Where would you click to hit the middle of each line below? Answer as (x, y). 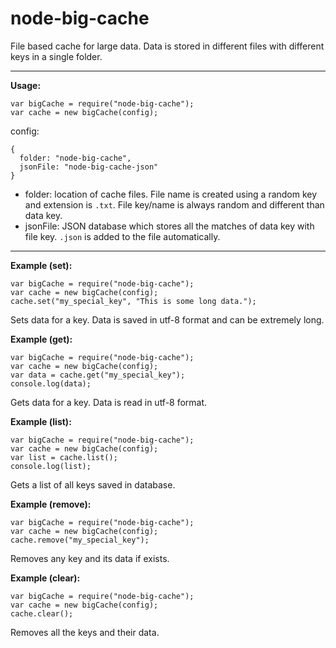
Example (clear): (45, 578)
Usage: (26, 85)
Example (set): (41, 265)
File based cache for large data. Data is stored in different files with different (167, 46)
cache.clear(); (42, 613)
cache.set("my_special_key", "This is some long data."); (133, 301)
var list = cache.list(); (64, 457)
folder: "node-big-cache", (75, 158)
